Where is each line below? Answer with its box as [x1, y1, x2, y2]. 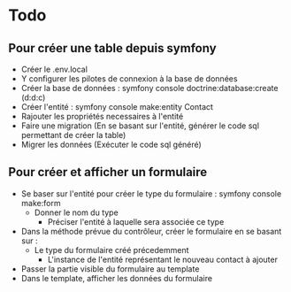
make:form [20, 197, 61, 208]
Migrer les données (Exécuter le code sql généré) [20, 139, 203, 150]
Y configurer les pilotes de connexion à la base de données [20, 73, 238, 84]
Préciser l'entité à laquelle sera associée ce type [47, 216, 225, 227]
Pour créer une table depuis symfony [8, 41, 218, 56]
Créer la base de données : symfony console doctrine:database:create [20, 83, 279, 93]
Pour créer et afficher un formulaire [8, 165, 208, 180]
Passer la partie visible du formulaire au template [20, 263, 200, 274]
